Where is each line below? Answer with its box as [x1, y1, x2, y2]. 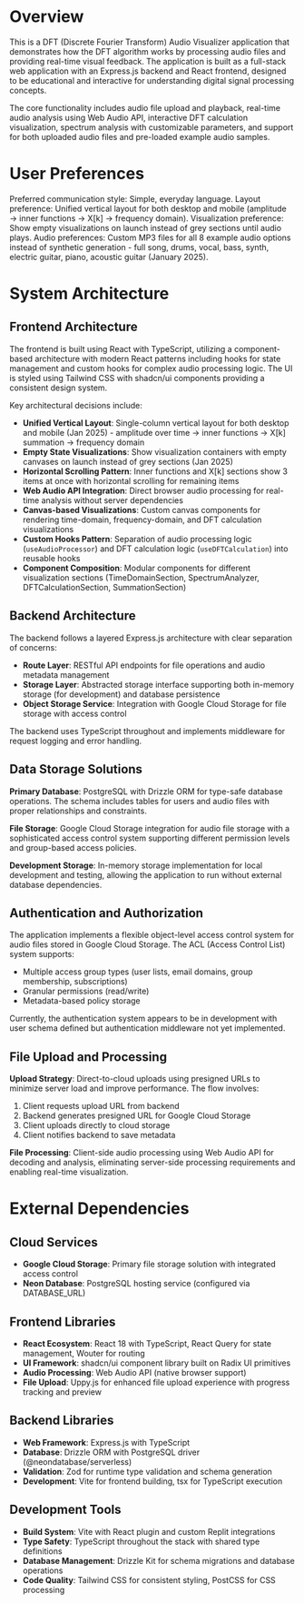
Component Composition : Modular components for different [22, 562, 251, 573]
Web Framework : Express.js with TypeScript [22, 1437, 191, 1448]
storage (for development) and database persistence [22, 689, 221, 700]
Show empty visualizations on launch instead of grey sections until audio [9, 222, 282, 233]
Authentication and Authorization [9, 905, 204, 921]
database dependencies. [9, 879, 103, 890]
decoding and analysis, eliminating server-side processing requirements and [9, 1157, 296, 1168]
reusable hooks [22, 552, 81, 563]
